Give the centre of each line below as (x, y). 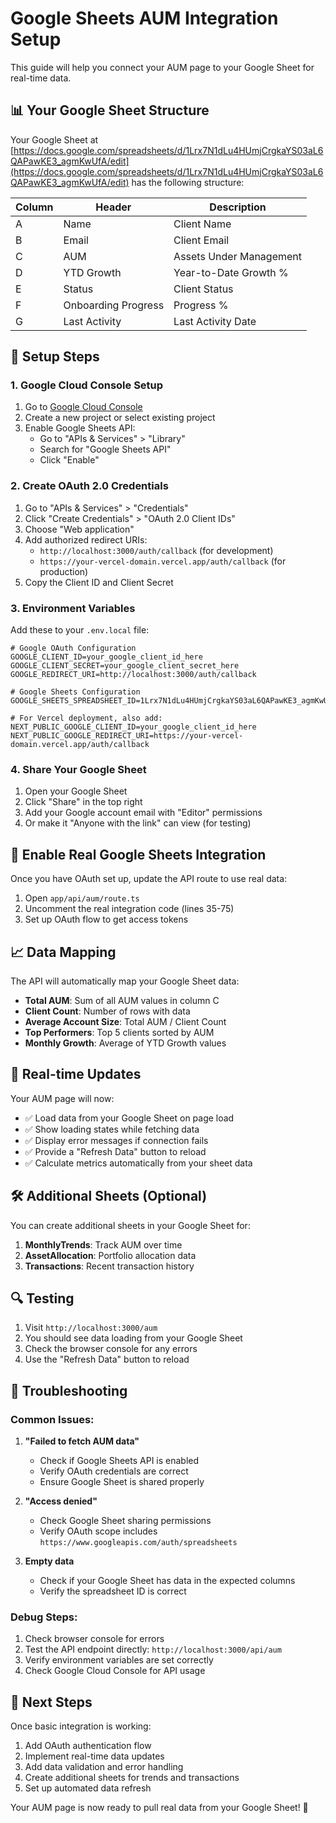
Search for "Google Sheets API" (105, 449)
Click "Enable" (69, 460)
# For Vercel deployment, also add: (86, 718)
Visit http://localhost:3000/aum (91, 1328)
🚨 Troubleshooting (69, 1390)
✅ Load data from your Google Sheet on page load (129, 1118)
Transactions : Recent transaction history (109, 1266)
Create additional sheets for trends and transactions (132, 1778)
